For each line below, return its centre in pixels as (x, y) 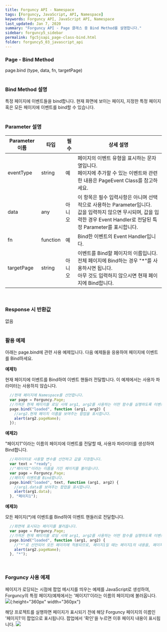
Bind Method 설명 (26, 89)
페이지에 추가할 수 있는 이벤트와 (113, 173)
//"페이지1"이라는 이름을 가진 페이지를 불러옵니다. (55, 469)
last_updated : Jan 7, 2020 (33, 24)
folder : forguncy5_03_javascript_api (44, 42)
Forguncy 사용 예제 (28, 577)
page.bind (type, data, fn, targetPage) (44, 71)
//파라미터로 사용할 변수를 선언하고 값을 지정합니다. (56, 459)
